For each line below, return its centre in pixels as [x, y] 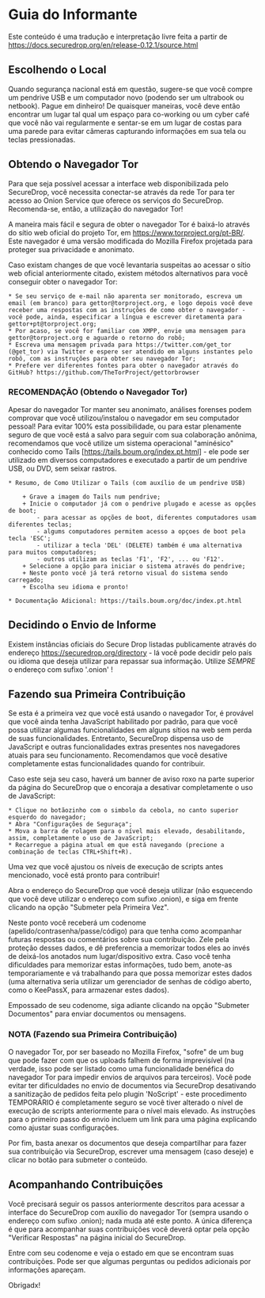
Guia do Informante [73, 15]
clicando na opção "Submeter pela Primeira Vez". [89, 907]
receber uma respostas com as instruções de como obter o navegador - [127, 310]
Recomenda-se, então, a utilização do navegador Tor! [96, 208]
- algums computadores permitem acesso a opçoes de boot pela [141, 531]
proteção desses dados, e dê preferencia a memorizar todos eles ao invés [129, 948]
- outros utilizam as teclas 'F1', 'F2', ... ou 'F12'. [131, 559]
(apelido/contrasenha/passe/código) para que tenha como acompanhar [125, 931]
